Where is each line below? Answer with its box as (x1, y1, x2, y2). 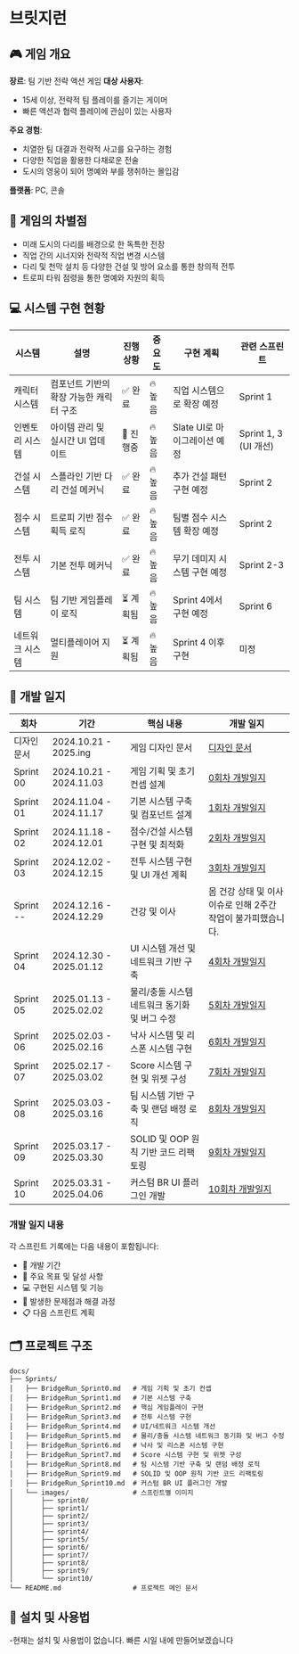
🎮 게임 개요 (9, 46, 71, 62)
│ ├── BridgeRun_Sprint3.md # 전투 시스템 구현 (9, 1412, 192, 1421)
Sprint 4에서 (173, 594, 222, 606)
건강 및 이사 (130, 906, 176, 918)
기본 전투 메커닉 (50, 559, 113, 572)
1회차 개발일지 (207, 802, 266, 814)
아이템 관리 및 (50, 421, 105, 433)
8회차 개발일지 (207, 1103, 266, 1115)
